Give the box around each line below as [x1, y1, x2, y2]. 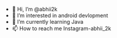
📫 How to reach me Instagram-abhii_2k [11, 25, 112, 32]
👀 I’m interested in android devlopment [11, 12, 109, 19]
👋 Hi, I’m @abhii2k [11, 6, 58, 12]
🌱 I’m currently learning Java [11, 18, 84, 25]
